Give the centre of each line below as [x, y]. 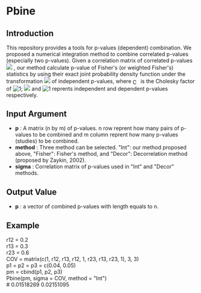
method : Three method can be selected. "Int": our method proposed [100, 147]
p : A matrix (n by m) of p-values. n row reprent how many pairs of [97, 128]
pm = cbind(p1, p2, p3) [35, 272]
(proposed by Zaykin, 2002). [50, 160]
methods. [27, 173]
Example [23, 225]
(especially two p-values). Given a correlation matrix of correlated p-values [99, 60]
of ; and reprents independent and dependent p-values [87, 88]
